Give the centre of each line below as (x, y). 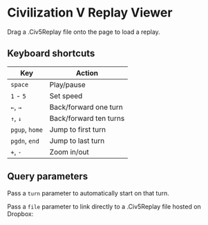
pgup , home (27, 129)
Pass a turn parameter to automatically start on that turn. (88, 193)
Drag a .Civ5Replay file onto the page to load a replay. (84, 32)
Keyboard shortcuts (51, 53)
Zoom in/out (69, 152)
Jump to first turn (77, 129)
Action (87, 72)
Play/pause (67, 84)
